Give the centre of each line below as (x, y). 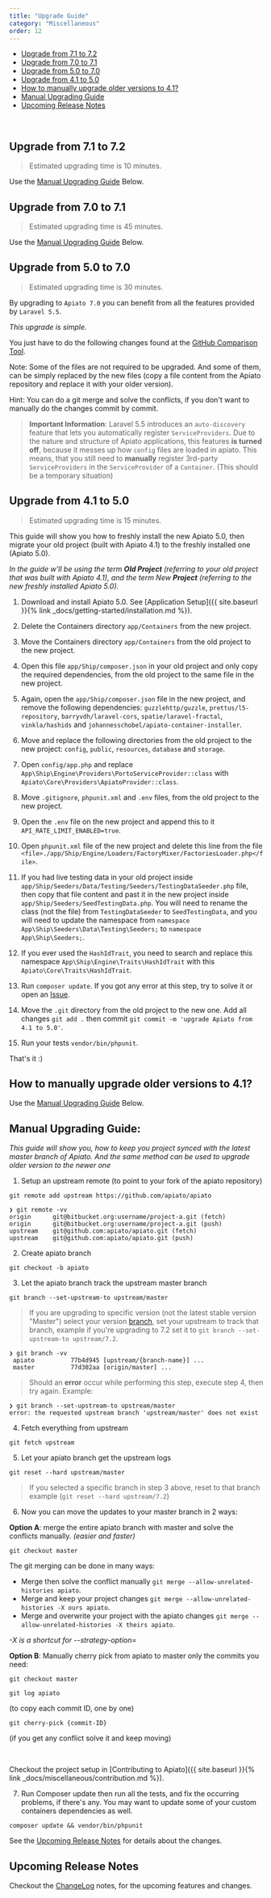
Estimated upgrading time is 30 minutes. (96, 287)
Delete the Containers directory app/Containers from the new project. (136, 626)
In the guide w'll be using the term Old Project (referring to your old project (134, 569)
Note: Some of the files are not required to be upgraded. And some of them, (135, 367)
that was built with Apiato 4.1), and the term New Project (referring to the (131, 577)
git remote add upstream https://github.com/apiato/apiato (110, 1196)
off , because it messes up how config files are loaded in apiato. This (143, 449)
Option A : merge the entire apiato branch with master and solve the (121, 1528)
